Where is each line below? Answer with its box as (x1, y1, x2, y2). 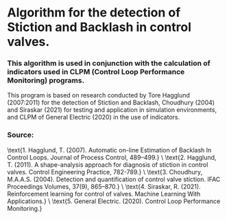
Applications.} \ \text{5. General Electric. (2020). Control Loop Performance (7, 197, 221, 205)
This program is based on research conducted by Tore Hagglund (7, 91, 191, 100)
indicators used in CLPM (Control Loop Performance (7, 67, 185, 77)
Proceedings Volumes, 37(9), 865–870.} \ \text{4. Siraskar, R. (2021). (7, 182, 201, 190)
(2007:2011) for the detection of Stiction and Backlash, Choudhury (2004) (7, 98, 215, 107)
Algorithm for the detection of (7, 5, 181, 21)
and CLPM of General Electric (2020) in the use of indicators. (7, 113, 180, 122)
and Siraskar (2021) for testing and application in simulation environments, (7, 106, 217, 114)
